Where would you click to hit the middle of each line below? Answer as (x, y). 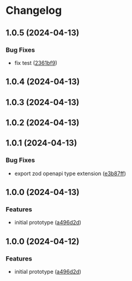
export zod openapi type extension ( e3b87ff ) (70, 173)
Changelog (34, 11)
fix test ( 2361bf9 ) (36, 63)
